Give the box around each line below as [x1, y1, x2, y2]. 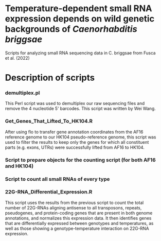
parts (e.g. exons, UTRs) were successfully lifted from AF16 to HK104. [5, 144, 145, 150]
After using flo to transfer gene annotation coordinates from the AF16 [5, 129, 143, 135]
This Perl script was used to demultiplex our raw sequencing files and [5, 101, 145, 106]
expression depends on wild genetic [5, 13, 155, 24]
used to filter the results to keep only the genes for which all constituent [5, 139, 149, 145]
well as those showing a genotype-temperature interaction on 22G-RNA [5, 225, 149, 231]
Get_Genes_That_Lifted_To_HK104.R [5, 118, 93, 124]
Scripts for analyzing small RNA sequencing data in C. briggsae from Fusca [5, 50, 156, 56]
